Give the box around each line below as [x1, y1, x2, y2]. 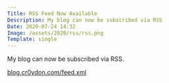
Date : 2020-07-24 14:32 [7, 23, 76, 30]
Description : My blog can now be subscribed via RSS [7, 17, 163, 24]
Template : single [7, 36, 57, 43]
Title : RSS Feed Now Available [7, 10, 98, 17]
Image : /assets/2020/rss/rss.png [7, 29, 104, 37]
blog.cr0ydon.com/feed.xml [7, 68, 87, 77]
